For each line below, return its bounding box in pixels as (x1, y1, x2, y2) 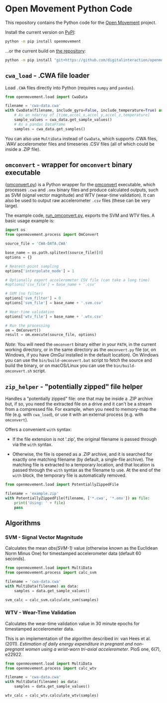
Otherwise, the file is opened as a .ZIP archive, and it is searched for (12, 451, 153, 457)
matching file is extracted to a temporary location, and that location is (12, 462, 155, 468)
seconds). (5, 556, 26, 562)
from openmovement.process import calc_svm (5, 570, 97, 575)
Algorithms (5, 519, 41, 527)
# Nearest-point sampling (5, 264, 59, 269)
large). (5, 203, 19, 209)
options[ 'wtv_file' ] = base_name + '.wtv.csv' (5, 314, 103, 319)
